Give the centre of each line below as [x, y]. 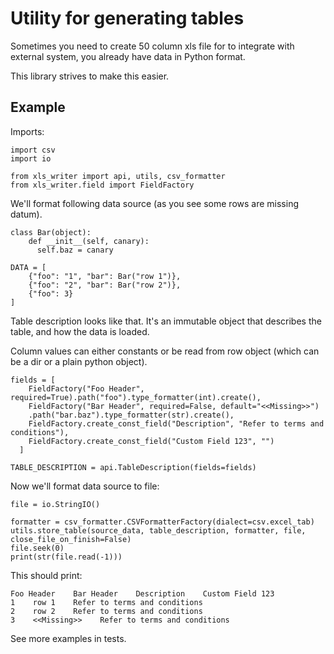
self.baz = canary [75, 250]
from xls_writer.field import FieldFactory [102, 185]
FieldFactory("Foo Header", [86, 388]
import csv [33, 150]
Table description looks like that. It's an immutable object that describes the [166, 321]
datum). [26, 214]
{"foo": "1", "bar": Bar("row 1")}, [105, 276]
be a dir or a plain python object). [79, 361]
